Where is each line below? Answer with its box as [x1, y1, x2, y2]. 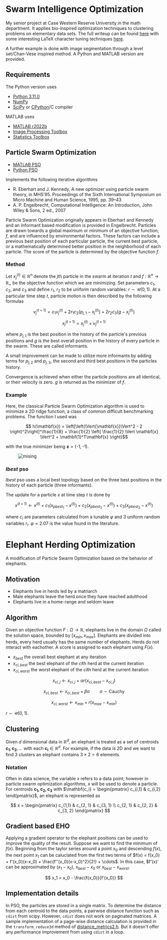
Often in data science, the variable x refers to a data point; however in [5, 775, 149, 781]
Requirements [5, 71, 50, 79]
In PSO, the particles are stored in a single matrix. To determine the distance [5, 902, 162, 908]
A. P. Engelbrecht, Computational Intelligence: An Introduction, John [12, 202, 153, 208]
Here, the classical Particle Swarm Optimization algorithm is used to [5, 403, 145, 409]
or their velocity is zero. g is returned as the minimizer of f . [5, 379, 126, 385]
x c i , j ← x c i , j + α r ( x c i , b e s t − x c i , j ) [52, 678, 116, 685]
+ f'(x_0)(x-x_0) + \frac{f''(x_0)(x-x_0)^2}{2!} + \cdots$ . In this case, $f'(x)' [5, 858, 159, 864]
